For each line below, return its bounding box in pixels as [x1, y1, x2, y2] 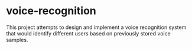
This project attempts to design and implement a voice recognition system [6, 24, 187, 31]
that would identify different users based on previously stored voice [6, 30, 171, 37]
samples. [6, 36, 28, 43]
